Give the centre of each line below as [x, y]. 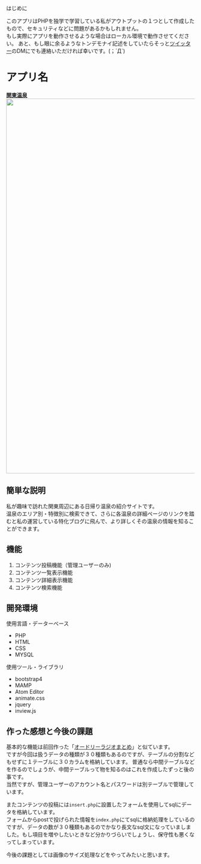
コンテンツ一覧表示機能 [44, 572]
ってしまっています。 [32, 842]
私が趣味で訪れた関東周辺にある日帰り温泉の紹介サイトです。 [82, 506]
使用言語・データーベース [38, 624]
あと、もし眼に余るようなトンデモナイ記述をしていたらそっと [94, 43]
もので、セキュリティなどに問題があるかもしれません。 [74, 28]
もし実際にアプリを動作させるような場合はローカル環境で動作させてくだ [95, 36]
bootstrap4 [29, 679]
